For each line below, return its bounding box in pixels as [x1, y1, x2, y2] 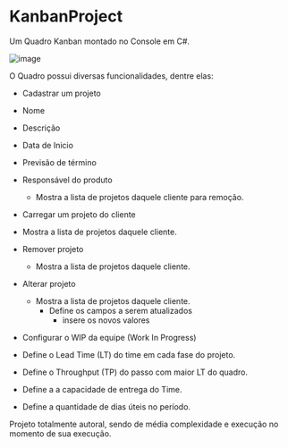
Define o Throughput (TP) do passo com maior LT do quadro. [21, 367, 249, 377]
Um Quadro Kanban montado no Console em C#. [9, 36, 191, 46]
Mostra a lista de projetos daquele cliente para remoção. [35, 191, 244, 202]
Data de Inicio [21, 139, 74, 150]
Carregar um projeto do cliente [21, 208, 136, 220]
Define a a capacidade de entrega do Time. [21, 384, 182, 394]
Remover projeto [21, 243, 84, 254]
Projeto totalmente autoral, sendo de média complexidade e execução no [9, 418, 279, 429]
